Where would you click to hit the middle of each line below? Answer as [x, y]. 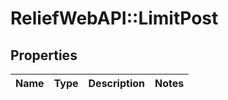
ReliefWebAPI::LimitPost [114, 18]
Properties [44, 55]
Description [116, 83]
